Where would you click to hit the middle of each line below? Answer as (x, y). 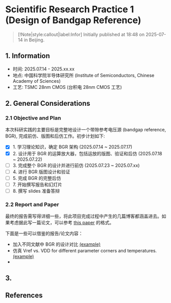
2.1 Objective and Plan (33, 118)
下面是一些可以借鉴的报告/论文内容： (44, 234)
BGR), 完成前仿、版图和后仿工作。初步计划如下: (55, 136)
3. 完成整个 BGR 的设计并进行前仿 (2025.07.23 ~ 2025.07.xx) (76, 165)
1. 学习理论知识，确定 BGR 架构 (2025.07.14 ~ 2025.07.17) (72, 147)
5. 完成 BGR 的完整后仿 (37, 178)
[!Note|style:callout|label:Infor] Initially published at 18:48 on (81, 34)
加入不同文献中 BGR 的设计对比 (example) (57, 244)
